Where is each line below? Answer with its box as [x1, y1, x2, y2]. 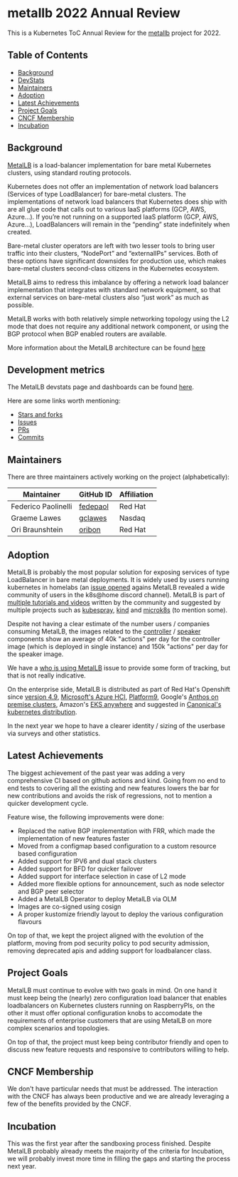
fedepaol [79, 502, 109, 512]
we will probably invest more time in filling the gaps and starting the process [7, 1154, 231, 1163]
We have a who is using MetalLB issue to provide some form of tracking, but [7, 664, 231, 672]
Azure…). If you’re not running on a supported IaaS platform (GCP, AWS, [7, 212, 219, 221]
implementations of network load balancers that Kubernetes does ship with [7, 197, 227, 206]
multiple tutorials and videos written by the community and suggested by [7, 598, 222, 606]
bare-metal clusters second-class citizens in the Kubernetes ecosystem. [7, 264, 220, 272]
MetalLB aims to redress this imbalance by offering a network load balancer [7, 278, 229, 286]
